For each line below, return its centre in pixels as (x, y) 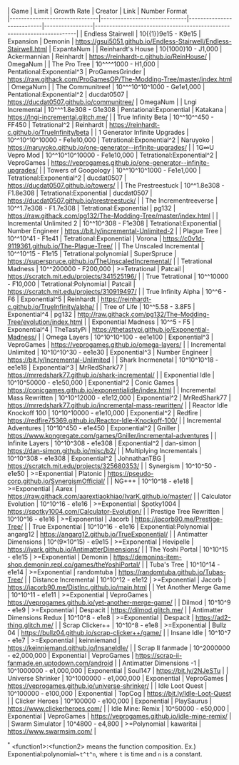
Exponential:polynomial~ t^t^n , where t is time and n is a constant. (105, 754)
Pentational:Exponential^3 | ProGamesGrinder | (77, 72)
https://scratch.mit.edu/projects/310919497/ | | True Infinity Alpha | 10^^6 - (117, 292)
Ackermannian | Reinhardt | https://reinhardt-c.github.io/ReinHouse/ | (109, 56)
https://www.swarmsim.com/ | (52, 731)
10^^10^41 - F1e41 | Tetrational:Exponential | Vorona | (85, 238)
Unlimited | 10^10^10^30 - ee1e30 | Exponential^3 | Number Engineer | (110, 352)
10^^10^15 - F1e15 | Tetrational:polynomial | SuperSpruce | (92, 254)
